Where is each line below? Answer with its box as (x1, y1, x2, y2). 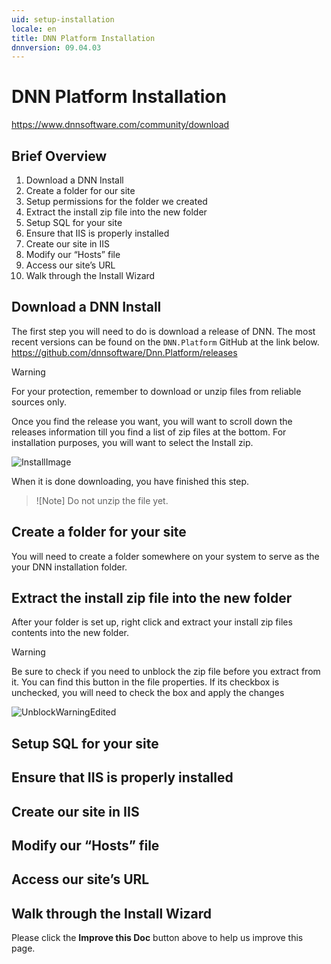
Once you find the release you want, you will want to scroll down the (11, 415, 293, 427)
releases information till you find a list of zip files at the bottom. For (11, 426, 287, 438)
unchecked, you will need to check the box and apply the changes (11, 687, 285, 699)
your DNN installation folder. (11, 561, 128, 573)
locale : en (11, 24, 57, 34)
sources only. (11, 396, 67, 408)
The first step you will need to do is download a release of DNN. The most (11, 325, 316, 337)
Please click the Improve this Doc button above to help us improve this (11, 932, 304, 944)
